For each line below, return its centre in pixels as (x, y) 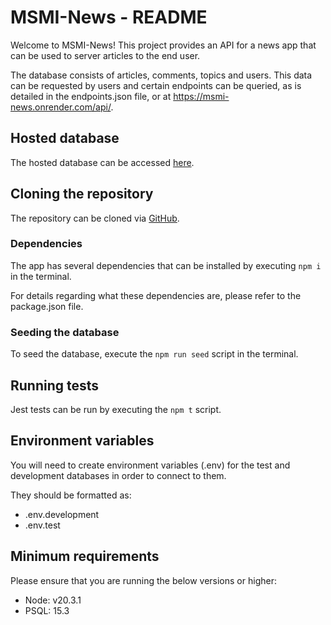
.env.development (62, 514)
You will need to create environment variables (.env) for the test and (150, 465)
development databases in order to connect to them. (118, 475)
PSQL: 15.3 (47, 610)
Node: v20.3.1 (53, 600)
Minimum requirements (85, 556)
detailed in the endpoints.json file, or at (91, 96)
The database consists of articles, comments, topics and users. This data (161, 75)
